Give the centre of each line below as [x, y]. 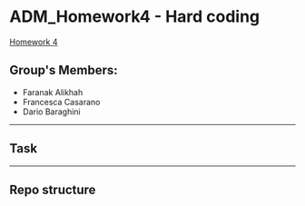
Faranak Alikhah [53, 92]
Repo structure [53, 189]
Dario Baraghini [51, 112]
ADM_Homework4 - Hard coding [135, 17]
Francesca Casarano [61, 102]
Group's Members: [64, 70]
